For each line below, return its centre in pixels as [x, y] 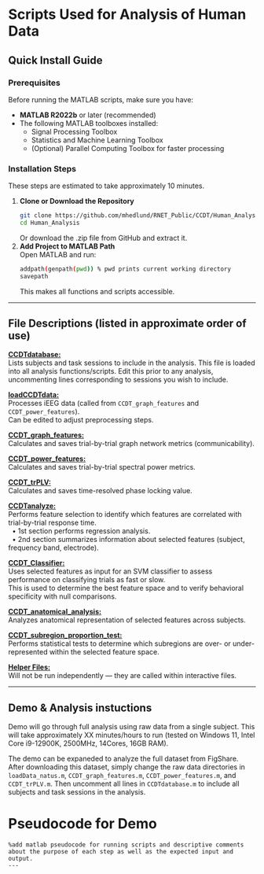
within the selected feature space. [104, 652]
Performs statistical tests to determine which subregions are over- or [120, 644]
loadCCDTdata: [34, 395]
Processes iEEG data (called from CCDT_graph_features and [104, 404]
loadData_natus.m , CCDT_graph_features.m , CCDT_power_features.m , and [122, 776]
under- [244, 644]
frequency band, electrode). [54, 548]
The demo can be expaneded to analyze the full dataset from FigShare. [123, 759]
